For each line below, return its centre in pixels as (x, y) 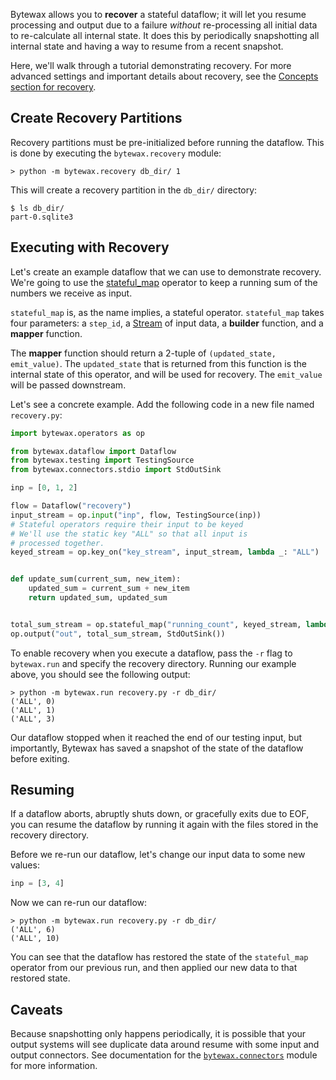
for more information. (54, 1066)
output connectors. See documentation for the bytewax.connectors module (164, 1055)
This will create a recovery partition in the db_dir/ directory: (134, 190)
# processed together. (57, 543)
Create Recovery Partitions (96, 118)
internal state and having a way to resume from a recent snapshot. (147, 46)
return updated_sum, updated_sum (98, 598)
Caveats (36, 1009)
